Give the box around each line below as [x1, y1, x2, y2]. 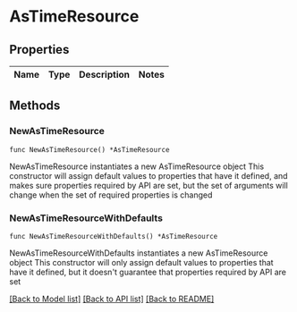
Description [79, 69, 130, 80]
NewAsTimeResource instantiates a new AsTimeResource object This [9, 161, 265, 172]
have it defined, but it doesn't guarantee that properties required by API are [9, 266, 286, 277]
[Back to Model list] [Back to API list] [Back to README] [9, 293, 215, 304]
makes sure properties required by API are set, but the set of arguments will [9, 180, 288, 190]
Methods [9, 98, 61, 114]
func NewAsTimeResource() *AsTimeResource [9, 145, 170, 154]
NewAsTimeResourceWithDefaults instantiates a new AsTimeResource [9, 248, 268, 258]
